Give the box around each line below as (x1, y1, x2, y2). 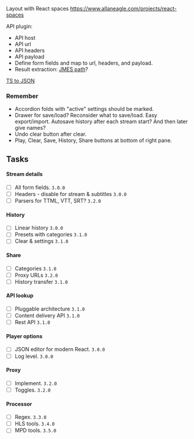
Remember (6, 92, 38, 100)
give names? (14, 124, 46, 132)
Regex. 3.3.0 (14, 414, 47, 421)
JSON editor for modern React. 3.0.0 (14, 346, 105, 353)
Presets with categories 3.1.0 (14, 231, 88, 238)
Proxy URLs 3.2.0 (14, 271, 58, 278)
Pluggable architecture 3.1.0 (14, 305, 85, 313)
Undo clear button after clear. (14, 130, 87, 138)
